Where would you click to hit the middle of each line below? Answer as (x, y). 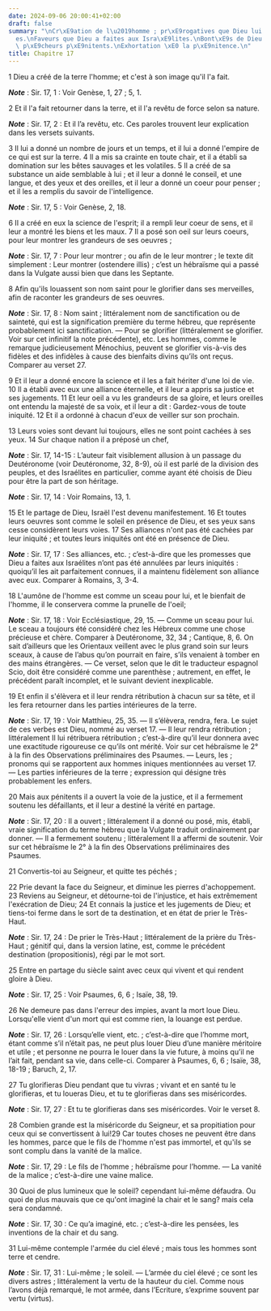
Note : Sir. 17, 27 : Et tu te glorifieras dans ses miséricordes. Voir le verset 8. (134, 1109)
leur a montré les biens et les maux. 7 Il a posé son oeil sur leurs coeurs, (129, 231)
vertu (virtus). (31, 1298)
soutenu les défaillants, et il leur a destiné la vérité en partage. (112, 805)
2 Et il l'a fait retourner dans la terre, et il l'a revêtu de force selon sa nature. (134, 108)
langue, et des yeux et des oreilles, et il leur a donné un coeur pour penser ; (134, 183)
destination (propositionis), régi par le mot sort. (87, 954)
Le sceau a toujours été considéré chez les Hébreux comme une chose (127, 629)
